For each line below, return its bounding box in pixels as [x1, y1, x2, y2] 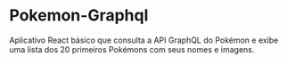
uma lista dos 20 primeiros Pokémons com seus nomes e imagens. [9, 44, 255, 54]
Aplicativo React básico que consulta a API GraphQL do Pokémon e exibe [9, 35, 279, 45]
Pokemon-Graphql [9, 5, 149, 26]
